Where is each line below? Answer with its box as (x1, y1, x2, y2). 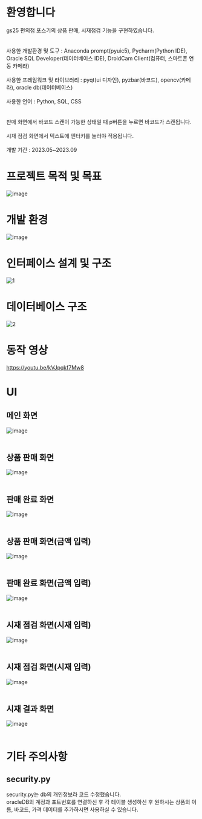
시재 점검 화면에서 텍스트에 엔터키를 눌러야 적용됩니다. (6, 132, 134, 139)
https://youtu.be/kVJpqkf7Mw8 (6, 364, 85, 371)
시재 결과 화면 (6, 703, 54, 714)
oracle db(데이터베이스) (16, 83, 73, 91)
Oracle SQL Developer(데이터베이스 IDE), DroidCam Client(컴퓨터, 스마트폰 (6, 54, 188, 62)
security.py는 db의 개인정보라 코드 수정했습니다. (6, 791, 122, 798)
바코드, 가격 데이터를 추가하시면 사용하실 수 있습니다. (14, 806, 138, 814)
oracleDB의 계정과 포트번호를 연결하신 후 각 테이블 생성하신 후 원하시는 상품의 (6, 798, 191, 806)
